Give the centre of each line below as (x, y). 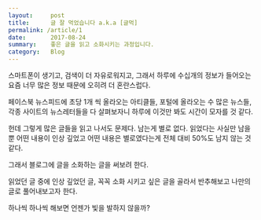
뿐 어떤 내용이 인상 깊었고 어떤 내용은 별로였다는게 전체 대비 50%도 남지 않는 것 (130, 138)
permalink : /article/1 (45, 30)
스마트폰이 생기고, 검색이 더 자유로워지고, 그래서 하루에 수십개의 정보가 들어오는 (130, 75)
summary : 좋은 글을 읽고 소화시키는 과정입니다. (81, 45)
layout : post (37, 15)
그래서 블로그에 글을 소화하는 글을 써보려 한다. (79, 165)
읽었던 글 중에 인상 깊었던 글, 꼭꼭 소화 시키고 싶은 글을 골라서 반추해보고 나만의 (130, 181)
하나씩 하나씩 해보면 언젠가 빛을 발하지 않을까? (79, 208)
